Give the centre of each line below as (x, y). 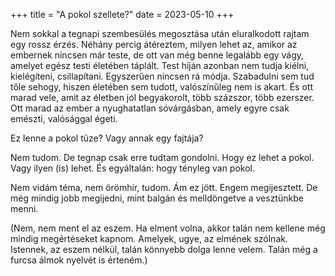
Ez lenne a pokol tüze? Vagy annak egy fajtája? (107, 138)
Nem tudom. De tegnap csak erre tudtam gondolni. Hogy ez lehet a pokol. (162, 157)
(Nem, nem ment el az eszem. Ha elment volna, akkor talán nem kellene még (168, 228)
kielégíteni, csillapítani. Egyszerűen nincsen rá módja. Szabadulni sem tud (162, 76)
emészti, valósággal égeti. (64, 118)
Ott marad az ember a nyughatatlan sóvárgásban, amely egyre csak (150, 108)
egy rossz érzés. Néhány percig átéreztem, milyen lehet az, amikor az (154, 44)
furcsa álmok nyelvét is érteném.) (79, 260)
